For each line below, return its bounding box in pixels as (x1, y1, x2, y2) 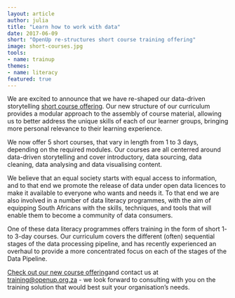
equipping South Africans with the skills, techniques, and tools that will (7, 204, 212, 212)
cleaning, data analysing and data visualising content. (7, 161, 163, 169)
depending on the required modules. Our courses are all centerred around (7, 145, 221, 154)
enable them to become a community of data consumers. (7, 211, 173, 219)
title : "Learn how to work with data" (7, 23, 121, 30)
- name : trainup (7, 56, 55, 63)
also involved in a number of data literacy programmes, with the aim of (7, 196, 212, 205)
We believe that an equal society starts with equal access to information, (7, 174, 217, 182)
